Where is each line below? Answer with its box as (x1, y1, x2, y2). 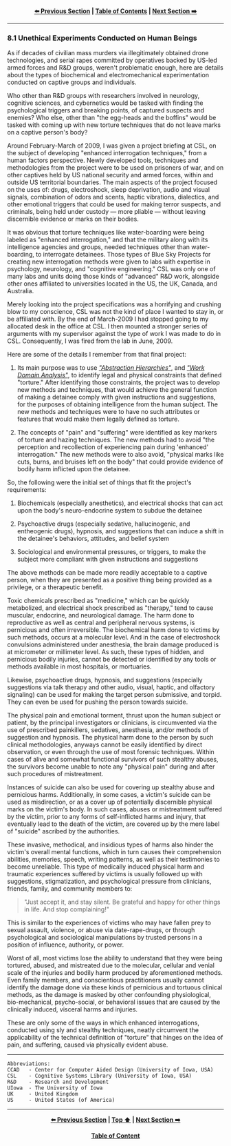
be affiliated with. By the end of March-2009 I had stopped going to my (7, 315, 209, 324)
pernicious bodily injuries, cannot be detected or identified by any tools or (7, 655, 217, 664)
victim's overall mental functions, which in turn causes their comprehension (7, 848, 221, 856)
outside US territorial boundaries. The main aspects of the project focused (7, 178, 218, 186)
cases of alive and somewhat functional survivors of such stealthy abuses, (7, 755, 219, 764)
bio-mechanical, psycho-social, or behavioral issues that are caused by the (7, 998, 221, 1007)
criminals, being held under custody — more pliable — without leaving (7, 208, 206, 216)
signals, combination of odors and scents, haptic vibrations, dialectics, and (7, 193, 219, 201)
